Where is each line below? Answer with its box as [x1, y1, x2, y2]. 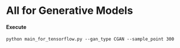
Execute [6, 23, 26, 30]
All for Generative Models [6, 4, 133, 17]
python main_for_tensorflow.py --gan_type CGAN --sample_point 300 [6, 36, 175, 42]
